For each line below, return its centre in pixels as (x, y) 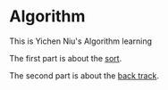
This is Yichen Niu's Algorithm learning (81, 41)
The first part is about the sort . (66, 58)
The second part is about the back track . (84, 75)
